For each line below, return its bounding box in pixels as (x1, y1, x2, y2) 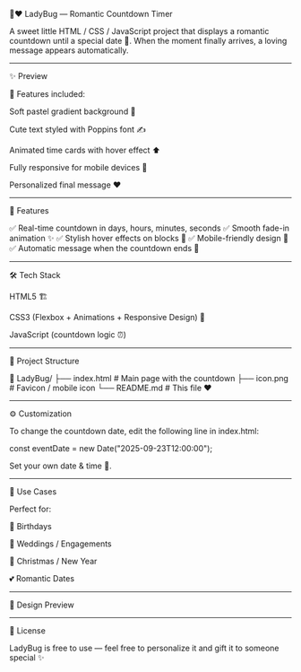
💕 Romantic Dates (9, 573, 74, 583)
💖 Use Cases (9, 486, 57, 497)
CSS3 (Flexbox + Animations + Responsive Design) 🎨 (9, 312, 206, 322)
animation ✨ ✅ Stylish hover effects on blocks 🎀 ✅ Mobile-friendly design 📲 (9, 233, 289, 243)
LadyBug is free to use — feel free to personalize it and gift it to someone (9, 642, 279, 653)
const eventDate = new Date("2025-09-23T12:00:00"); (9, 443, 213, 453)
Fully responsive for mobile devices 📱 (9, 162, 148, 172)
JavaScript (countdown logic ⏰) (9, 329, 127, 340)
